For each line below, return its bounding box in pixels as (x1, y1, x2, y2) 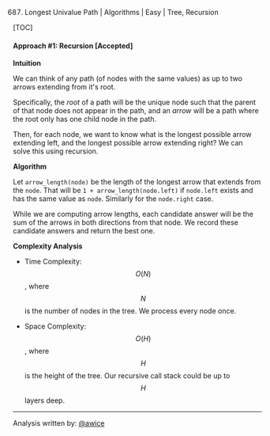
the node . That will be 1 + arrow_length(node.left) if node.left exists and (13, 186, 253, 195)
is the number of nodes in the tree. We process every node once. (24, 306, 237, 316)
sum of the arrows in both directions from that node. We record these (13, 218, 239, 227)
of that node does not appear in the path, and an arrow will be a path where (13, 106, 259, 116)
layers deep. (24, 396, 66, 405)
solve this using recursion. (13, 146, 99, 156)
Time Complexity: (24, 257, 82, 267)
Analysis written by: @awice (13, 419, 105, 428)
